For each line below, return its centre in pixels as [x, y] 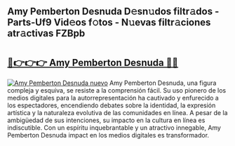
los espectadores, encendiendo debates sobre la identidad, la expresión [112, 105]
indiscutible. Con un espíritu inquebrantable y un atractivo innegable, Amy [114, 128]
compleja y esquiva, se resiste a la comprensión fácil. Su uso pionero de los [117, 90]
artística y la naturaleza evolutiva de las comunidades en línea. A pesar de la [117, 113]
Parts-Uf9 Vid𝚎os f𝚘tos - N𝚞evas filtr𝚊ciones [109, 23]
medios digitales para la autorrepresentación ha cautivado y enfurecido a [113, 98]
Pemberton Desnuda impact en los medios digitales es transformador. [108, 135]
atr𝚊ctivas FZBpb [46, 33]
